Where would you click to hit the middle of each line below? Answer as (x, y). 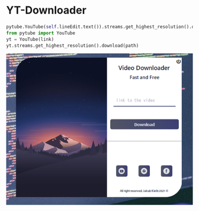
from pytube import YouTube (41, 33)
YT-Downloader (46, 10)
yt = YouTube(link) (30, 39)
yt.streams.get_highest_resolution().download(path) (73, 46)
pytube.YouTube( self (32, 27)
